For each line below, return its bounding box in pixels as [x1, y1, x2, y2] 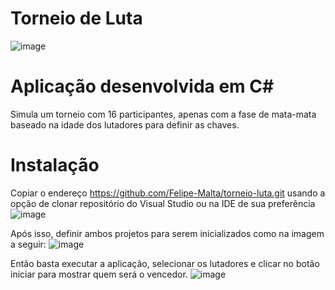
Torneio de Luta [10, 7, 143, 30]
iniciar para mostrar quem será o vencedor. [10, 268, 188, 280]
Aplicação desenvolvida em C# [10, 75, 275, 98]
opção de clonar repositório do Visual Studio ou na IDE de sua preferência [10, 197, 316, 209]
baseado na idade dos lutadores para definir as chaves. [10, 118, 240, 131]
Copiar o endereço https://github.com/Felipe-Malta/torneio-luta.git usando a [10, 187, 326, 199]
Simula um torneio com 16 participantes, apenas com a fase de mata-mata [10, 108, 317, 120]
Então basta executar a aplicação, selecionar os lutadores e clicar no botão [10, 257, 320, 269]
